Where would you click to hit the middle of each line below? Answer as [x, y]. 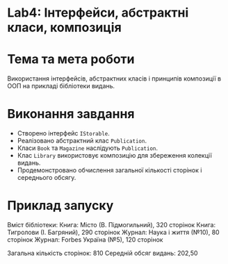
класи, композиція [64, 27]
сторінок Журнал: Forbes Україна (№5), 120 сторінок [85, 240]
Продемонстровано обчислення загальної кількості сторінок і [109, 170]
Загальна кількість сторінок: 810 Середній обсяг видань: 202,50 [103, 253]
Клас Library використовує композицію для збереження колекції [114, 156]
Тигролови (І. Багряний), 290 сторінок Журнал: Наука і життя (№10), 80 [114, 232]
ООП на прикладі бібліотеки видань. [61, 86]
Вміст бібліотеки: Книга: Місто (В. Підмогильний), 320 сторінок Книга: [112, 225]
